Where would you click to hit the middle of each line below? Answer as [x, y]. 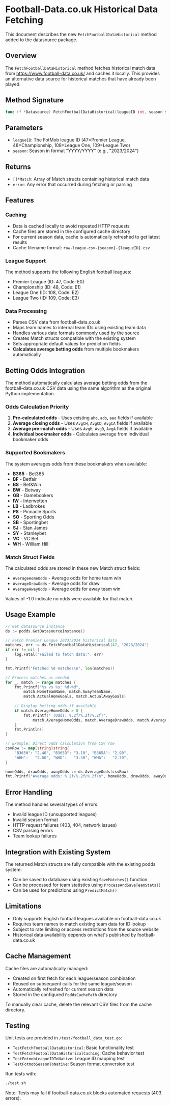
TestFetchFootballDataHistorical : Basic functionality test [73, 1048]
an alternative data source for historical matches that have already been [81, 79]
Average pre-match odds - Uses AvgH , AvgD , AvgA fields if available [82, 429]
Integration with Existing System [58, 852]
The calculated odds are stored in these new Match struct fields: [73, 568]
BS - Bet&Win [27, 484]
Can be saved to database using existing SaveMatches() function [80, 879]
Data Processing [26, 311]
